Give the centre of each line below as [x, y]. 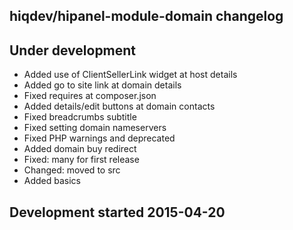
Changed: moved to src [72, 170]
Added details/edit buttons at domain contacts [119, 106]
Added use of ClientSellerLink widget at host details [130, 75]
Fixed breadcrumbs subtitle [80, 117]
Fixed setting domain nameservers [95, 128]
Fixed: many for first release [81, 160]
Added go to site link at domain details [102, 85]
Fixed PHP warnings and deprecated [99, 138]
